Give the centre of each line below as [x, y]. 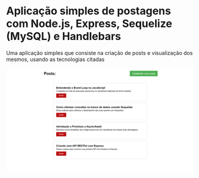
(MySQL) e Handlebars [63, 36]
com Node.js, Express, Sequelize [89, 24]
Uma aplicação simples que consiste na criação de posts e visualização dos [99, 53]
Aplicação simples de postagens [89, 11]
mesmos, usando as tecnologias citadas [55, 59]
